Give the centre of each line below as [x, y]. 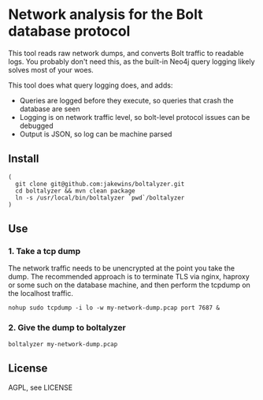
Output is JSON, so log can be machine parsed [96, 134]
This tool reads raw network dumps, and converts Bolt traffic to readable [126, 53]
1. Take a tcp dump [44, 252]
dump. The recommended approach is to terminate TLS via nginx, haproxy [129, 277]
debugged [36, 125]
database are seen [50, 109]
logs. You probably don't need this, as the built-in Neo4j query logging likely [131, 62]
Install [24, 159]
